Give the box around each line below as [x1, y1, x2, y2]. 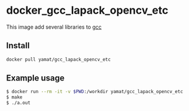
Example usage [6, 73, 65, 84]
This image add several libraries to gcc [6, 23, 102, 30]
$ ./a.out [6, 100, 31, 106]
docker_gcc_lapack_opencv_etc [6, 4, 169, 17]
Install [6, 41, 30, 51]
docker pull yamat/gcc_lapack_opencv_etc [6, 56, 111, 63]
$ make [6, 94, 23, 100]
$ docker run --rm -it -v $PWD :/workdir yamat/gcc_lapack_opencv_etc [6, 89, 184, 95]
